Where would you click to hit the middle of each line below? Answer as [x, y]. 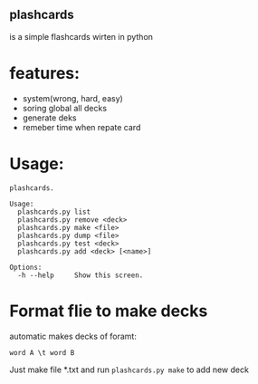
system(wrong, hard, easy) [73, 98]
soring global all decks [64, 108]
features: [44, 73]
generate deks [49, 118]
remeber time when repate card [81, 127]
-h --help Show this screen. [81, 275]
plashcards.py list [54, 212]
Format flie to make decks [109, 311]
